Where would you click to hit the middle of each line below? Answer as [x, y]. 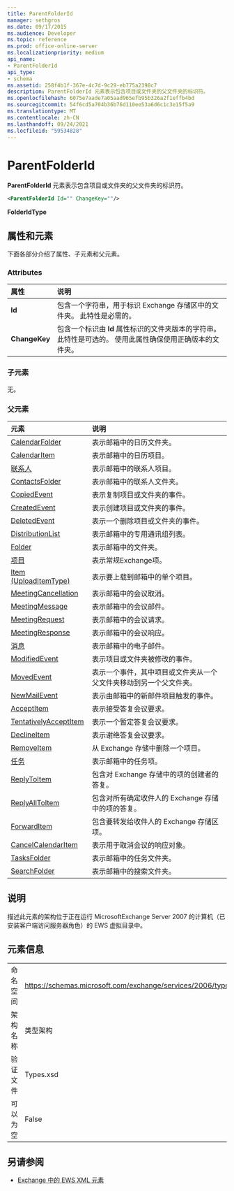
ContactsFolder [36, 481]
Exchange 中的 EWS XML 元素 [61, 1180]
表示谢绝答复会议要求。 [130, 735]
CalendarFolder [36, 442]
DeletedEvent [33, 520]
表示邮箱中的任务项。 [127, 761]
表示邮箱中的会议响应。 [130, 633]
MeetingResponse [40, 632]
